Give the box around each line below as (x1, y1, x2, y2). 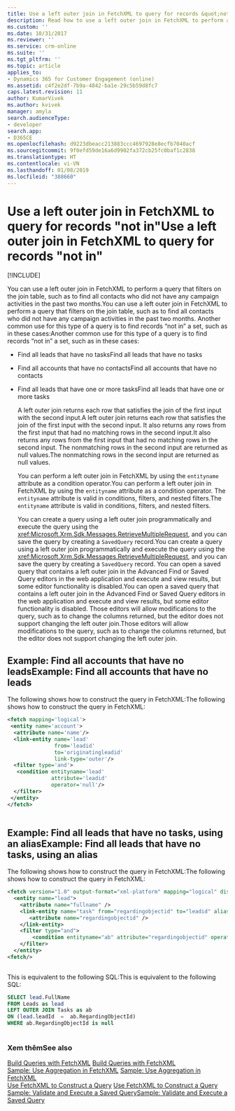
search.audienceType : (7, 114, 71, 121)
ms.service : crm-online (7, 43, 77, 50)
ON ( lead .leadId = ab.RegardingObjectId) (7, 1014, 136, 1021)
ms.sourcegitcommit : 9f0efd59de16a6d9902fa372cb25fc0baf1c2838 (7, 147, 196, 154)
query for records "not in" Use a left (7, 218, 217, 234)
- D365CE (7, 134, 33, 141)
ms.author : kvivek (7, 102, 61, 109)
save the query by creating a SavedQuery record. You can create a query (17, 538, 222, 546)
